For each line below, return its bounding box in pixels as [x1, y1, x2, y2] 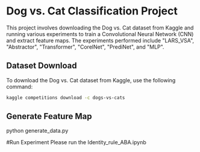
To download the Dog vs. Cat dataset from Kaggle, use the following [6, 76, 176, 84]
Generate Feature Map [6, 111, 92, 121]
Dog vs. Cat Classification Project [6, 4, 178, 18]
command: [6, 83, 33, 90]
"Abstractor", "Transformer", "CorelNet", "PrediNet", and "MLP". [6, 43, 164, 50]
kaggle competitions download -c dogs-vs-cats [6, 94, 125, 100]
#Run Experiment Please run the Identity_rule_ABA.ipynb [6, 139, 146, 146]
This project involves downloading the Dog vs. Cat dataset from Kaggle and [6, 24, 194, 31]
